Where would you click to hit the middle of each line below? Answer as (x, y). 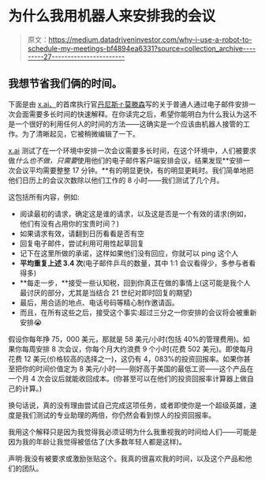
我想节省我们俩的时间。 (65, 84)
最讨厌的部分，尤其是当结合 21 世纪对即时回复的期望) (106, 292)
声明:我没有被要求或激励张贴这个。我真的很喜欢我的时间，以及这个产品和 (127, 458)
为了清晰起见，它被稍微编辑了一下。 (80, 133)
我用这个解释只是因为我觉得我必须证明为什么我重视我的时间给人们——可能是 (132, 432)
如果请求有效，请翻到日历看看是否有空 (82, 233)
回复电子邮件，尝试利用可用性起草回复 (82, 243)
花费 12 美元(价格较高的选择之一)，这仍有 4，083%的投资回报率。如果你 (126, 358)
